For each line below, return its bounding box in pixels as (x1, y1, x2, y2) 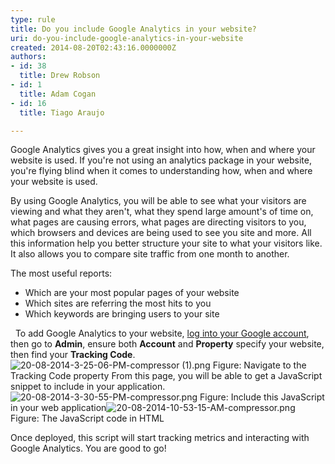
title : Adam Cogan (19, 89, 97, 99)
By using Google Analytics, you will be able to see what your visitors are (10, 195, 307, 207)
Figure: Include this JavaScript (199, 391, 325, 403)
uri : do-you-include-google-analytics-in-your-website (10, 33, 244, 43)
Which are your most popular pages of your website (24, 287, 240, 299)
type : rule (10, 14, 56, 25)
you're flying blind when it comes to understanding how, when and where (10, 165, 313, 177)
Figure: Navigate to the (212, 359, 307, 371)
